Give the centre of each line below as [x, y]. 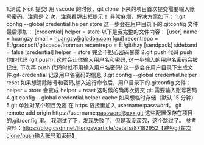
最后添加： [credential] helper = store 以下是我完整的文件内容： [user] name [102, 32]
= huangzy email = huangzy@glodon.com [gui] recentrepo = [82, 39]
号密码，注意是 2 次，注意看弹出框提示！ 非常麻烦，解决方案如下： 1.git [96, 16]
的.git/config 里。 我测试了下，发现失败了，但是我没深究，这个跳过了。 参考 [101, 120]
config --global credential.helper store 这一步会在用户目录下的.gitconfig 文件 [102, 24]
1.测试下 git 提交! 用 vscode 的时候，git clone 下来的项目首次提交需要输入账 [101, 9]
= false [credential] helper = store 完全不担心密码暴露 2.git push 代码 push [100, 52]
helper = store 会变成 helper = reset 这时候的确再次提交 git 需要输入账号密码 [102, 90]
